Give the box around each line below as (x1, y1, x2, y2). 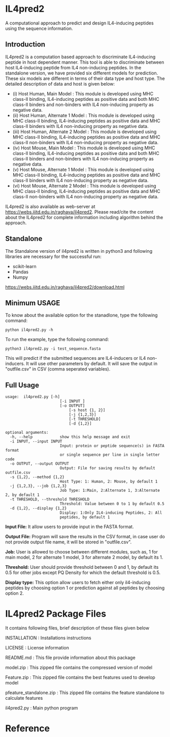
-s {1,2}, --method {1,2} (10, 475, 65, 480)
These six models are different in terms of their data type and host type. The (5, 75, 165, 82)
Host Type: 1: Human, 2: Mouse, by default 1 (59, 479, 158, 484)
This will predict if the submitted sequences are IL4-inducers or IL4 (5, 355, 146, 361)
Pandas (12, 269, 29, 275)
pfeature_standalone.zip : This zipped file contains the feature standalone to (5, 690, 165, 696)
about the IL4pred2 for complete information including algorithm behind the (5, 214, 163, 220)
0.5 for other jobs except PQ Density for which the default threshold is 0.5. (5, 569, 161, 576)
